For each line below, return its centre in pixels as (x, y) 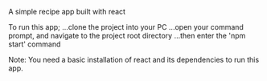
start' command (35, 44)
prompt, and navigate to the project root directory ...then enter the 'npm (127, 36)
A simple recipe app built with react (67, 12)
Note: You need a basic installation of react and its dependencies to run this (134, 60)
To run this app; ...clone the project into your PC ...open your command (126, 27)
